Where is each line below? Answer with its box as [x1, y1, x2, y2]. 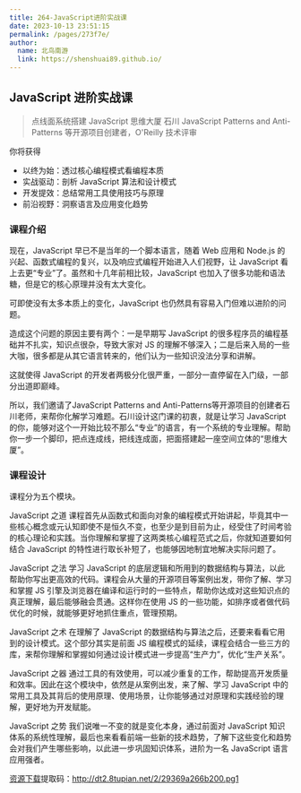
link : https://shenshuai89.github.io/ [17, 55, 163, 64]
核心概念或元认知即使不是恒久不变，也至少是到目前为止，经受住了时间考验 [16, 521, 292, 532]
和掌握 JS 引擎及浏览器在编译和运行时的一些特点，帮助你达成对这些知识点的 [9, 585, 290, 596]
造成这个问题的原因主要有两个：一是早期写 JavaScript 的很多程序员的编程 [9, 328, 281, 339]
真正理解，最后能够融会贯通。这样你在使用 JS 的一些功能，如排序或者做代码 [9, 597, 290, 608]
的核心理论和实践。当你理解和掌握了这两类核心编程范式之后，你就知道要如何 [9, 532, 292, 543]
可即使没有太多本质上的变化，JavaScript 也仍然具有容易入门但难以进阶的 [9, 297, 279, 309]
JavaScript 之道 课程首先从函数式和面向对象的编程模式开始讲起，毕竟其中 [9, 510, 281, 521]
